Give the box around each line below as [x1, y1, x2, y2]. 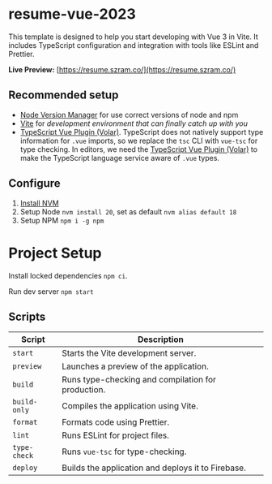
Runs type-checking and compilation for [62, 374, 217, 386]
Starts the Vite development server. [62, 348, 197, 359]
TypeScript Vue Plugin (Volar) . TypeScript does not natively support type [19, 127, 264, 136]
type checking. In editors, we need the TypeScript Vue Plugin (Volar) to [19, 144, 257, 154]
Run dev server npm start [8, 286, 95, 296]
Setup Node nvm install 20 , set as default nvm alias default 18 [19, 206, 237, 216]
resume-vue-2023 [8, 5, 136, 24]
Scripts [8, 309, 46, 323]
